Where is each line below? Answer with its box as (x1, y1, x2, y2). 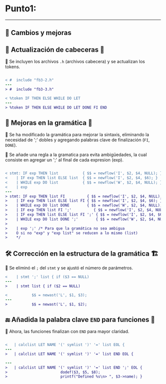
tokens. (5, 64, 21, 70)
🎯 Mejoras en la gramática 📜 (5, 118, 92, 127)
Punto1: (5, 3, 37, 14)
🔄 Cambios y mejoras (5, 29, 72, 37)
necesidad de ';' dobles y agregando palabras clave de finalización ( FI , (5, 137, 150, 143)
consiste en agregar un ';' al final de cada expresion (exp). (5, 157, 124, 163)
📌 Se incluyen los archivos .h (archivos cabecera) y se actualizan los (5, 59, 145, 65)
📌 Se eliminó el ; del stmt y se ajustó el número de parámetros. (5, 265, 133, 271)
